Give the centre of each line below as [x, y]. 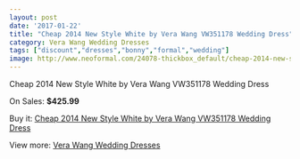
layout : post [33, 17]
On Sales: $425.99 [45, 101]
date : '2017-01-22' [46, 26]
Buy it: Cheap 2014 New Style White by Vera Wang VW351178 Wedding [140, 118]
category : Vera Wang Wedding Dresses [79, 42]
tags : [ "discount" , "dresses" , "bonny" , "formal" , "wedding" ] [119, 51]
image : [21, 59]
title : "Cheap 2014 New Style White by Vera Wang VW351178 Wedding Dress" [151, 34]
